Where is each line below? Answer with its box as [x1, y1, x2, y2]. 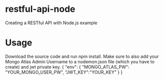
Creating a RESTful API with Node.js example [5, 20, 98, 26]
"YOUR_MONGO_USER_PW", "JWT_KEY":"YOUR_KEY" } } [5, 69, 123, 75]
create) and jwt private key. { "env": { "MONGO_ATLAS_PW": [5, 64, 130, 70]
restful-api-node [5, 3, 76, 15]
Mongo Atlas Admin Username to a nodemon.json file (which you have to [5, 58, 155, 65]
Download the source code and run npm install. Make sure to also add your [5, 53, 159, 59]
